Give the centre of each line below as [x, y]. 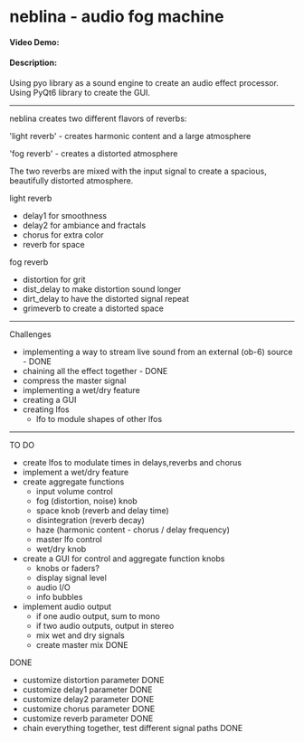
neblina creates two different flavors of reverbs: [98, 118]
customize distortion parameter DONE [93, 680]
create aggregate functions [73, 482]
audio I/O [53, 587]
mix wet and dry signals [80, 635]
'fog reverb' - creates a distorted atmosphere [94, 153]
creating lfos [46, 409]
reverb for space [53, 244]
